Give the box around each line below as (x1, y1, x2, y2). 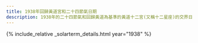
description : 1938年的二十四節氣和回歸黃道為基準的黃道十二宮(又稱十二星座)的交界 (6, 14, 189, 20)
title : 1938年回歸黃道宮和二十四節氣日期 (6, 8, 98, 15)
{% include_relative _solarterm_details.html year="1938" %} (6, 30, 152, 37)
